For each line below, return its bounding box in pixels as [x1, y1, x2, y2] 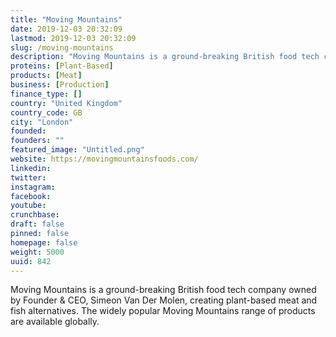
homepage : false [10, 237, 78, 248]
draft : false [10, 219, 65, 230]
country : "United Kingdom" [10, 98, 123, 108]
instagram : [10, 182, 56, 192]
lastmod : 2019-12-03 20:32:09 [10, 33, 137, 43]
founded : [10, 126, 47, 136]
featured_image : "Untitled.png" [10, 145, 145, 155]
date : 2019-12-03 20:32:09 [10, 24, 123, 34]
